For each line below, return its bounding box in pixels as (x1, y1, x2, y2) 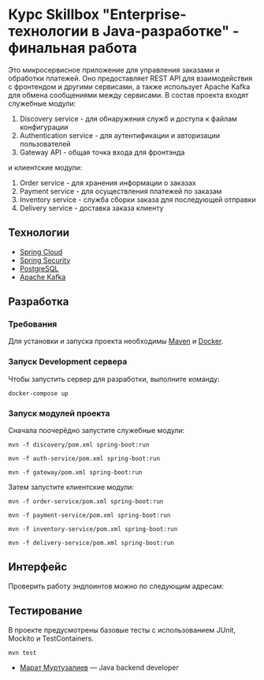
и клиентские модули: (8, 163, 83, 172)
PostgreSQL (19, 263, 59, 273)
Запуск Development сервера (8, 357, 128, 368)
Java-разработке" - (102, 22, 240, 40)
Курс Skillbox (8, 6, 100, 24)
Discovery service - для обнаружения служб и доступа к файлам (19, 114, 238, 123)
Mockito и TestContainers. (8, 633, 95, 643)
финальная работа (8, 39, 138, 57)
